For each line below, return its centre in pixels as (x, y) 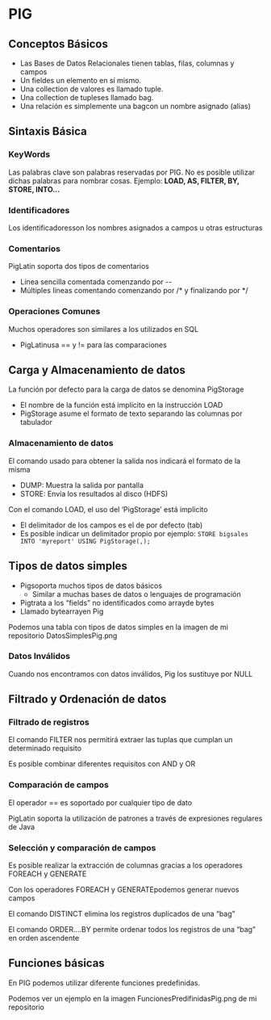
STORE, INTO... (34, 189)
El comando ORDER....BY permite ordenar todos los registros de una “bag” (132, 930)
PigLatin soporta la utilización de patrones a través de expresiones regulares (135, 818)
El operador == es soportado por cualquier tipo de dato (100, 802)
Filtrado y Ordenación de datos (88, 699)
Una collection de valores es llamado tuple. (92, 89)
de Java (21, 827)
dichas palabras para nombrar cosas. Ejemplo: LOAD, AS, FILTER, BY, (124, 180)
